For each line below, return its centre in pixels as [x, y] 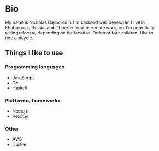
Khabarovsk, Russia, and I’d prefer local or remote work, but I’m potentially [80, 27]
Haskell [19, 88]
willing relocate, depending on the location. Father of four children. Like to [79, 33]
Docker [19, 145]
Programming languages [35, 67]
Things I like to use [34, 53]
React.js [20, 116]
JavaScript [23, 77]
